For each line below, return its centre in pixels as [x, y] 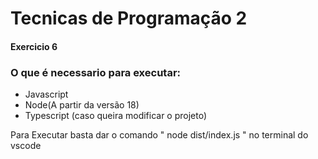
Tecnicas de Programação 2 [129, 18]
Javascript [46, 94]
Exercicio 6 [34, 46]
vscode [26, 146]
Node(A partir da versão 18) [82, 105]
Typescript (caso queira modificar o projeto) [116, 116]
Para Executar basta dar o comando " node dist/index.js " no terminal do [159, 135]
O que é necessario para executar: [96, 72]
